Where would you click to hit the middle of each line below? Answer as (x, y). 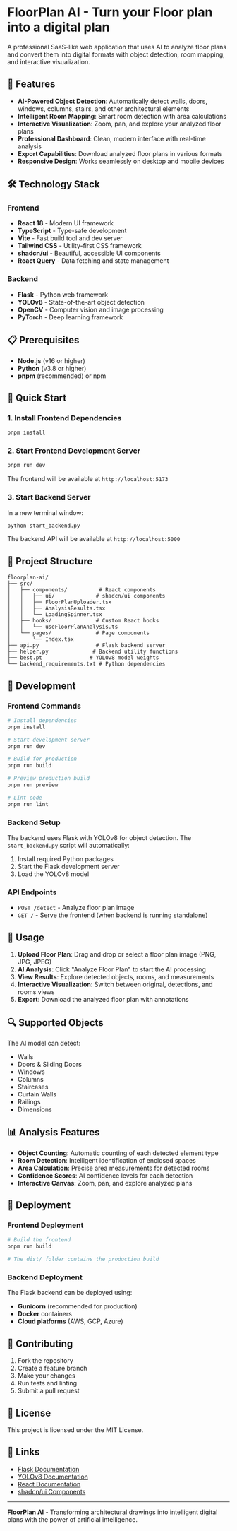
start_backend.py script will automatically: (69, 845)
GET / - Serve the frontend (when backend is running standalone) (113, 915)
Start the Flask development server (68, 867)
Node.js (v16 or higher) (51, 360)
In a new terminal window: (45, 512)
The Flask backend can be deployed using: (70, 1293)
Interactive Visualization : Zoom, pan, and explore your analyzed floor (120, 124)
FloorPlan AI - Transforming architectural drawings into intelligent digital (113, 1512)
